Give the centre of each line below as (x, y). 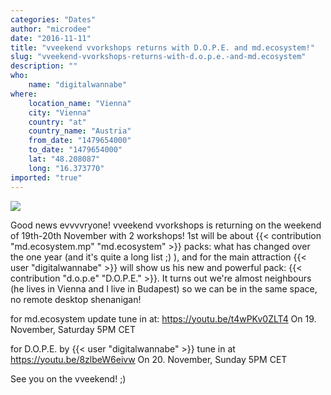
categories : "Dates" (53, 19)
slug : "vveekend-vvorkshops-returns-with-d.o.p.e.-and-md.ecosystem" (158, 57)
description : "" (44, 66)
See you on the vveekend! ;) (68, 378)
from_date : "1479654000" (80, 141)
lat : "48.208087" (64, 159)
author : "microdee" (51, 29)
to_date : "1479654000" (75, 150)
